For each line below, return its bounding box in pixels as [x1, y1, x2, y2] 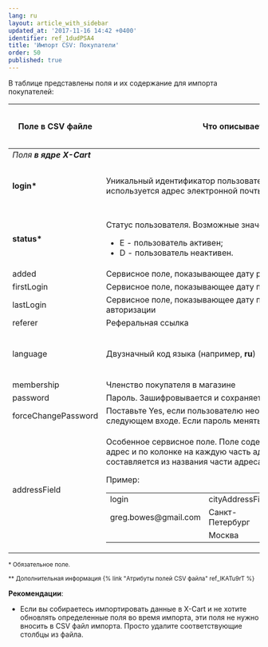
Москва [208, 529, 239, 541]
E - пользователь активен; [119, 237, 223, 248]
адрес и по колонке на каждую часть [106, 445, 251, 457]
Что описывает [202, 121, 264, 132]
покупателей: [8, 86, 54, 96]
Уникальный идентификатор [106, 175, 215, 186]
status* [12, 233, 42, 244]
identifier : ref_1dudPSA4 [8, 34, 94, 42]
